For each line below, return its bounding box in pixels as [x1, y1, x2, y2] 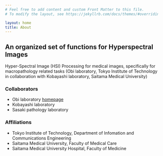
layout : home [5, 20, 32, 25]
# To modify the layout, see [5, 12, 64, 16]
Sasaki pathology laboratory [12, 107, 69, 113]
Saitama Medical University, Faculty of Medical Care [12, 140, 117, 146]
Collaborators [5, 85, 38, 92]
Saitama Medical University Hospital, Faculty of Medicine [12, 145, 127, 151]
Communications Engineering [12, 135, 71, 141]
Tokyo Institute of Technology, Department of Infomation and [12, 130, 134, 136]
